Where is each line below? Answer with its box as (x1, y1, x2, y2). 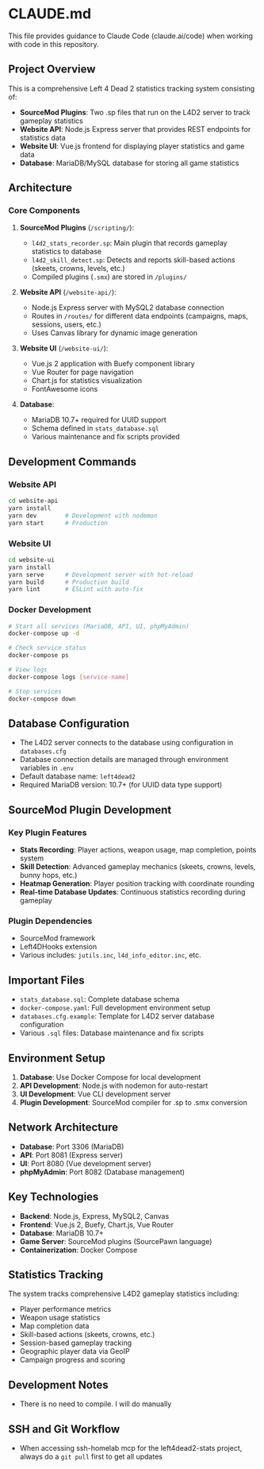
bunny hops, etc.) (19, 871, 78, 880)
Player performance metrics (19, 1305, 112, 1314)
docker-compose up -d (8, 629, 80, 638)
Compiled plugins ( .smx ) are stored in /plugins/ (31, 272, 188, 282)
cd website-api (8, 497, 59, 505)
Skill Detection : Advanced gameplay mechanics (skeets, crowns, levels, (19, 862, 256, 872)
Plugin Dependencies (8, 915, 93, 926)
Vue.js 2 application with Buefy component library (31, 359, 196, 369)
